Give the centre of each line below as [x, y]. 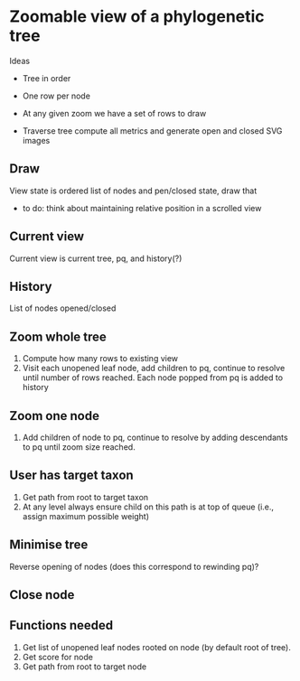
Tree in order [47, 78]
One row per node [56, 96]
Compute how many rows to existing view [100, 359]
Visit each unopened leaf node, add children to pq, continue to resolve [154, 368]
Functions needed [61, 625]
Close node [42, 595]
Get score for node [57, 657]
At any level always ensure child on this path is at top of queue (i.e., [148, 507]
